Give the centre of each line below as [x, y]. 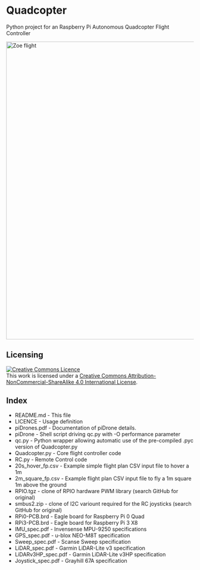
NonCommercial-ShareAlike [40, 382]
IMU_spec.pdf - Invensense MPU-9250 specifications [81, 529]
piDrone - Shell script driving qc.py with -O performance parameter [97, 434]
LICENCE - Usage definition [49, 421]
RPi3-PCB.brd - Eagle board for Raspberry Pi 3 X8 [76, 522]
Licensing [25, 355]
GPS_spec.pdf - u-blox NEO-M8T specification [72, 535]
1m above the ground [41, 485]
